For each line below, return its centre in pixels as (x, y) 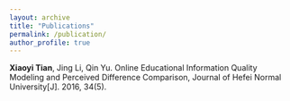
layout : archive (40, 17)
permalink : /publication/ (58, 34)
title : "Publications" (52, 26)
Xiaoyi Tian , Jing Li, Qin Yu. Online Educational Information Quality (134, 68)
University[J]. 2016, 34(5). (58, 87)
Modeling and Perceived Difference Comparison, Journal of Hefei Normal (145, 78)
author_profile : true (50, 42)
